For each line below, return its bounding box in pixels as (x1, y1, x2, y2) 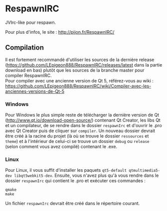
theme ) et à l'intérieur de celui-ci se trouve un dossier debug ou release (5, 139, 150, 144)
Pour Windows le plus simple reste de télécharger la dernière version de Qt (5, 112, 160, 118)
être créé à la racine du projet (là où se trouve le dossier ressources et (5, 133, 149, 139)
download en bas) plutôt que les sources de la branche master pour (5, 67, 145, 73)
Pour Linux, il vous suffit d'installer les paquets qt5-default (5, 167, 127, 173)
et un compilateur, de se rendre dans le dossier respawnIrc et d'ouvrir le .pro (5, 123, 162, 129)
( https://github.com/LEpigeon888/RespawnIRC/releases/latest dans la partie (5, 62, 163, 68)
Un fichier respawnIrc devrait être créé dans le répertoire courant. (5, 201, 140, 207)
